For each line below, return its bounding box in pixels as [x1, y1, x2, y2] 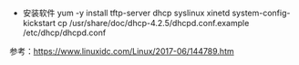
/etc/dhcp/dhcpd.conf [22, 27, 107, 38]
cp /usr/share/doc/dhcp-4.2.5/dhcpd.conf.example [57, 18, 250, 29]
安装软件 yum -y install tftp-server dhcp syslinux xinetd [22, 7, 231, 19]
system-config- [232, 7, 291, 19]
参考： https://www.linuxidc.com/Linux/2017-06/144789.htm [9, 46, 234, 57]
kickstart [22, 18, 57, 29]
